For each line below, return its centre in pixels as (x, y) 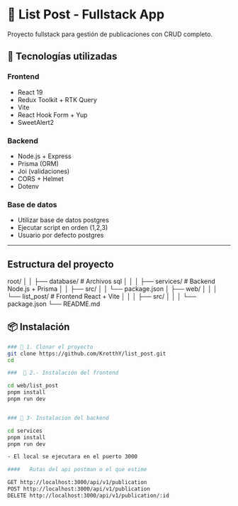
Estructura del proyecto (61, 264)
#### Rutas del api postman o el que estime (77, 470)
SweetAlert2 (36, 122)
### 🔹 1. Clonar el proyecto (50, 347)
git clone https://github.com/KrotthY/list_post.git (87, 353)
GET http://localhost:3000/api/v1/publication (77, 483)
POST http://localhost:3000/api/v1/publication (79, 489)
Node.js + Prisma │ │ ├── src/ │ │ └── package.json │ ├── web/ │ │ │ (113, 289)
